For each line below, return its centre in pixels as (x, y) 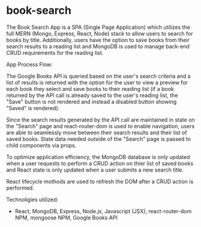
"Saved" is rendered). (33, 108)
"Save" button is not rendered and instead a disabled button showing (91, 101)
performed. (20, 188)
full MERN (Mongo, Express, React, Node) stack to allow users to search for (100, 33)
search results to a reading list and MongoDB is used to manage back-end (98, 46)
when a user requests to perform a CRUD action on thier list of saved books (100, 163)
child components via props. (41, 145)
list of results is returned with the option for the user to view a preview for (97, 82)
